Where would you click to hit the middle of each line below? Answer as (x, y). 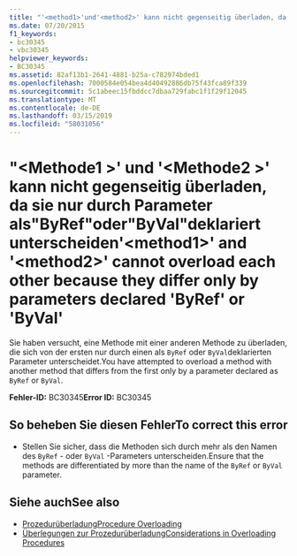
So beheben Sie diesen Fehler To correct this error (148, 425)
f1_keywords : (33, 34)
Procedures (43, 542)
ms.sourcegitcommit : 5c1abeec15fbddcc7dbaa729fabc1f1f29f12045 (128, 91)
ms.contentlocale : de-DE (55, 108)
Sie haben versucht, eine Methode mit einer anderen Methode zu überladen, (148, 342)
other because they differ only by (134, 281)
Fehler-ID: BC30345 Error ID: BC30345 (80, 397)
